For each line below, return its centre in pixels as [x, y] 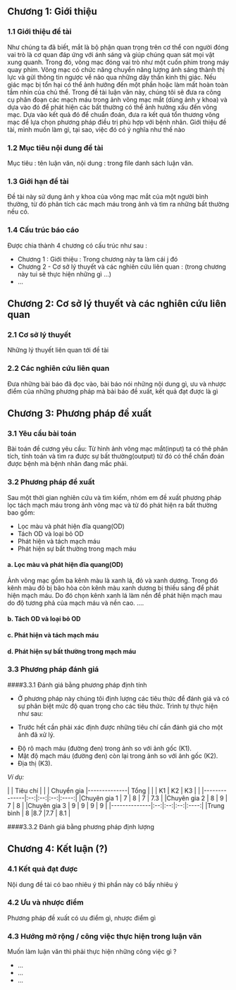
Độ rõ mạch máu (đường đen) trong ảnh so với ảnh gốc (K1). [105, 748]
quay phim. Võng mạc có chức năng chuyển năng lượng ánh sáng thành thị [116, 69]
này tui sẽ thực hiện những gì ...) [64, 274]
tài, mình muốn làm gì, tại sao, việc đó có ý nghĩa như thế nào [96, 129]
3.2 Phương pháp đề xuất [51, 482]
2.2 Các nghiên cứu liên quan [58, 368]
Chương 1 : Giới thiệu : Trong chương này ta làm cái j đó [98, 259]
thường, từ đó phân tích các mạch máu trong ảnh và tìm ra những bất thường [118, 204]
